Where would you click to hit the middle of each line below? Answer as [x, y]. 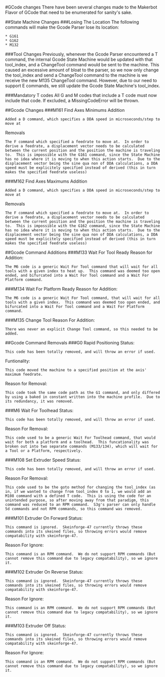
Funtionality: [18, 361]
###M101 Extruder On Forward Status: [44, 518]
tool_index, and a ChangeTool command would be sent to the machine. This [82, 65]
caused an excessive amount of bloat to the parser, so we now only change [82, 70]
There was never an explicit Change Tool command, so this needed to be [82, 329]
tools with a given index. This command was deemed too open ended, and [83, 302]
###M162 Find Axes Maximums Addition [46, 181]
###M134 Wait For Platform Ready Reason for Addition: [61, 289]
